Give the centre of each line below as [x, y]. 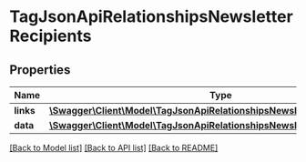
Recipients [51, 36]
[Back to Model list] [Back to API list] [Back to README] [114, 148]
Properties [40, 70]
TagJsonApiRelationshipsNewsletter [151, 17]
